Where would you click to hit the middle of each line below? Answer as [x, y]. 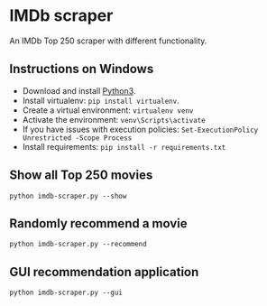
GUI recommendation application [104, 272]
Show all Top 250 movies [81, 176]
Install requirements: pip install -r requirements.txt [124, 146]
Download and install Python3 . [79, 90]
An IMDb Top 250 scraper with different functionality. [108, 41]
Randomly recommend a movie [98, 223]
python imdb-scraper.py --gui [66, 293]
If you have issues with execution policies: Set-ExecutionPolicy [140, 129]
